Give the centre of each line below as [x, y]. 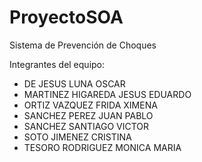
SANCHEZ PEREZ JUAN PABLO [88, 115]
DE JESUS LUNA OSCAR [74, 83]
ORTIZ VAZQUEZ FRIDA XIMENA [90, 105]
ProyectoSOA [66, 17]
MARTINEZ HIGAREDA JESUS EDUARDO [107, 94]
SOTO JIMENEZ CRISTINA [77, 137]
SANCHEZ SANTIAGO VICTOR [86, 126]
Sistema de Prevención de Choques [83, 45]
